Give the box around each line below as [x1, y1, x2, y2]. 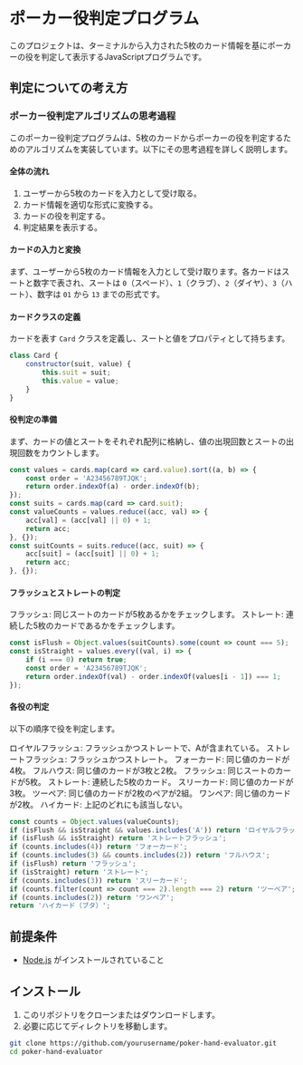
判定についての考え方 [9, 81, 128, 96]
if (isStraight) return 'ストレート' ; [9, 867, 149, 876]
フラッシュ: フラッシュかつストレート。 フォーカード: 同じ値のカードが [24, 753, 290, 764]
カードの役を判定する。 [22, 210, 110, 221]
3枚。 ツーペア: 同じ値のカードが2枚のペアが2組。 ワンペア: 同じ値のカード [9, 788, 291, 799]
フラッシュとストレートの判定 [9, 586, 120, 598]
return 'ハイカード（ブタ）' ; [9, 901, 111, 911]
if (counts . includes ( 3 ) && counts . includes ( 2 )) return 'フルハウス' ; [9, 851, 270, 860]
